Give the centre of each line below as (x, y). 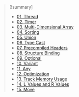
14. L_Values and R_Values (43, 84)
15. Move (26, 89)
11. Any (24, 69)
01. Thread (27, 16)
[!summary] (21, 7)
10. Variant (27, 63)
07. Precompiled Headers (42, 48)
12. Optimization (33, 74)
